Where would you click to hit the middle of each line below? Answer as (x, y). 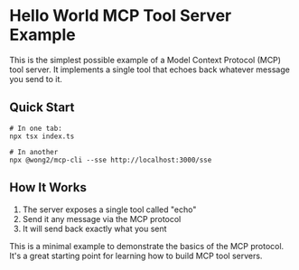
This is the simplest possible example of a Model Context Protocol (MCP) (145, 60)
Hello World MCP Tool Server (121, 16)
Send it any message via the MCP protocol (102, 219)
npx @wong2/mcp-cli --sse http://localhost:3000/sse (111, 160)
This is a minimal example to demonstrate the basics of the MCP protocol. (147, 246)
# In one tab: (36, 128)
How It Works (48, 187)
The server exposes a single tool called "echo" (109, 209)
